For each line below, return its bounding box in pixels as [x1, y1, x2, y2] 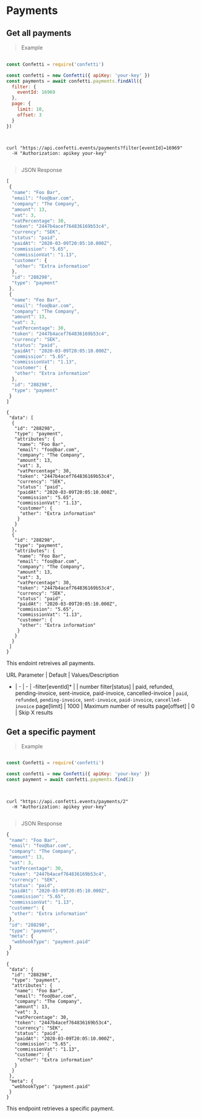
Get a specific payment [6, 726, 96, 737]
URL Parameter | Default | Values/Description [6, 671, 119, 678]
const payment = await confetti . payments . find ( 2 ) [6, 776, 134, 782]
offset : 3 [17, 112, 42, 118]
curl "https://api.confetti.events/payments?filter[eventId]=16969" [6, 145, 183, 151]
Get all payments [6, 28, 71, 38]
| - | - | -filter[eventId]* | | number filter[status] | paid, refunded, [15, 683, 174, 691]
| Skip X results [15, 709, 53, 716]
